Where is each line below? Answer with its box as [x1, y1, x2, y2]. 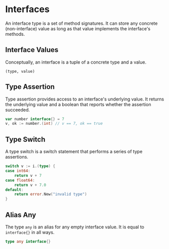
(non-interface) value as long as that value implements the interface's [5, 25, 151, 31]
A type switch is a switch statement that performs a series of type [5, 148, 143, 155]
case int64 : [5, 168, 30, 173]
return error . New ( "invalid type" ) [14, 192, 87, 197]
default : [5, 187, 24, 192]
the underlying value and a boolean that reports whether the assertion [5, 101, 151, 107]
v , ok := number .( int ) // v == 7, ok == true [5, 121, 103, 126]
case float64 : [5, 178, 35, 183]
